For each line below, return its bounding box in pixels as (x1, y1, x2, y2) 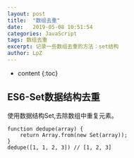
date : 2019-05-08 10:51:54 (7, 23, 93, 30)
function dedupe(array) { (7, 125, 83, 133)
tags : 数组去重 (7, 37, 48, 44)
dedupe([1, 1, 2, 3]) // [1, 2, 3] (7, 144, 112, 151)
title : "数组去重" (7, 17, 61, 24)
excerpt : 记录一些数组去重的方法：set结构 (7, 43, 119, 50)
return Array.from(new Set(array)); (20, 131, 128, 138)
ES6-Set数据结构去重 (7, 91, 100, 103)
